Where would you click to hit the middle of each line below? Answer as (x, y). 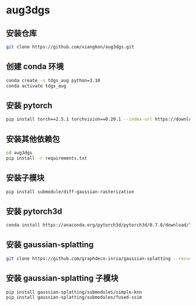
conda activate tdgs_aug (36, 86)
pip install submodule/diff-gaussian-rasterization (70, 192)
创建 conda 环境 (35, 67)
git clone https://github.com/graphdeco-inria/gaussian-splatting (88, 258)
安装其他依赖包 (33, 139)
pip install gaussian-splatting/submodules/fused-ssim (74, 298)
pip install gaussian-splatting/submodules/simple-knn (74, 292)
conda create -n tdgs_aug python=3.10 (53, 80)
